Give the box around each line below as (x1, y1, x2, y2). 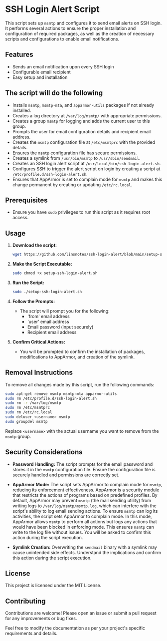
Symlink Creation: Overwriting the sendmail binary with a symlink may (12, 544, 157, 550)
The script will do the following (5, 89, 103, 97)
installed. (12, 107, 31, 113)
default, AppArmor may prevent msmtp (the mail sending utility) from (12, 497, 151, 503)
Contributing (5, 597, 46, 605)
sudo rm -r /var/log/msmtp (5, 400, 61, 405)
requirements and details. (5, 631, 58, 637)
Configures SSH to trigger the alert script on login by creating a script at (12, 166, 161, 172)
